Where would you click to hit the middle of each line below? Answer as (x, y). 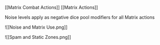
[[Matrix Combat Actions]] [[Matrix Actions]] (51, 7)
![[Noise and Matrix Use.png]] (36, 27)
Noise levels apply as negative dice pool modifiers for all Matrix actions (80, 17)
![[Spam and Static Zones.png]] (38, 37)
